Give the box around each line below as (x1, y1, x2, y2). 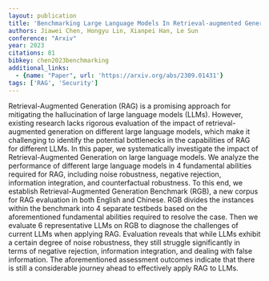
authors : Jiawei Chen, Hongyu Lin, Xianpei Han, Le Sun (8, 26, 199, 35)
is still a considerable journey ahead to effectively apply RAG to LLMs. (8, 263, 239, 273)
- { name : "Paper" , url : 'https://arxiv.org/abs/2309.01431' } (15, 71, 224, 79)
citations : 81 (8, 49, 56, 57)
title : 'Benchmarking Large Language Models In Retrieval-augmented (8, 19, 242, 27)
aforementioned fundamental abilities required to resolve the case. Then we (8, 212, 259, 222)
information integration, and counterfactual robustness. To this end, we (8, 177, 243, 187)
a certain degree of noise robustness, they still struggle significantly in (8, 238, 240, 247)
